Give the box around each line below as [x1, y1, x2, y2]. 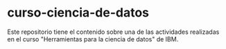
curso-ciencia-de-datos [7, 5, 150, 21]
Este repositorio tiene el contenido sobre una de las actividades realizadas [7, 28, 220, 36]
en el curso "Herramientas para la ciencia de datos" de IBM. [7, 35, 179, 43]
